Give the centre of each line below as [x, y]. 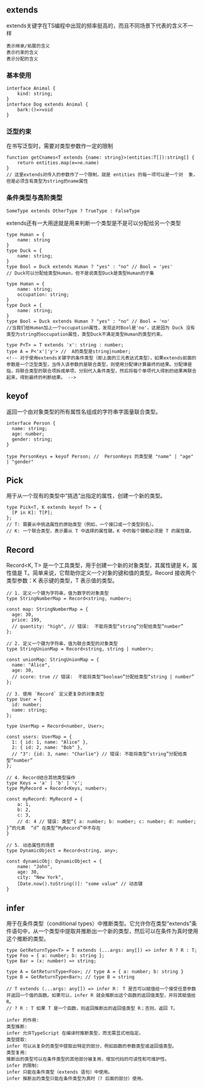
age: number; [28, 434]
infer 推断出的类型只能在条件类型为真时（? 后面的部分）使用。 [76, 1078]
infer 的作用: [23, 1020]
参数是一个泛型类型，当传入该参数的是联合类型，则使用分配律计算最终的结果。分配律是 [99, 364]
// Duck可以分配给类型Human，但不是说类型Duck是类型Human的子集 [80, 273]
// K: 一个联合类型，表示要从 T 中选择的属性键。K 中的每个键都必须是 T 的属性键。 [100, 531]
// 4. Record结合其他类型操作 [41, 778]
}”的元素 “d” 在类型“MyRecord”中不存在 [54, 828]
